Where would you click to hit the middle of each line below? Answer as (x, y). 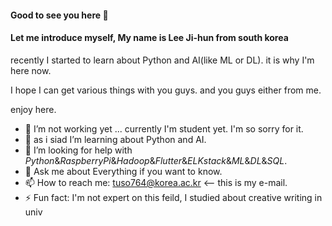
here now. (31, 70)
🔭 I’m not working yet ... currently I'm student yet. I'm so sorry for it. (164, 128)
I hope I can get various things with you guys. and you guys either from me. (166, 90)
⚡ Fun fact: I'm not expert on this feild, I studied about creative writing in (173, 197)
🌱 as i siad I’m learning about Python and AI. (115, 139)
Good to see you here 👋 (59, 15)
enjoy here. (33, 109)
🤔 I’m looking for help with (78, 150)
